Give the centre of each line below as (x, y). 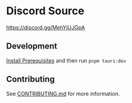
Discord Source (45, 11)
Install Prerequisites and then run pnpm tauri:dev (66, 60)
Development (32, 46)
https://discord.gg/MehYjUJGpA (46, 27)
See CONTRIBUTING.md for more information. (63, 93)
